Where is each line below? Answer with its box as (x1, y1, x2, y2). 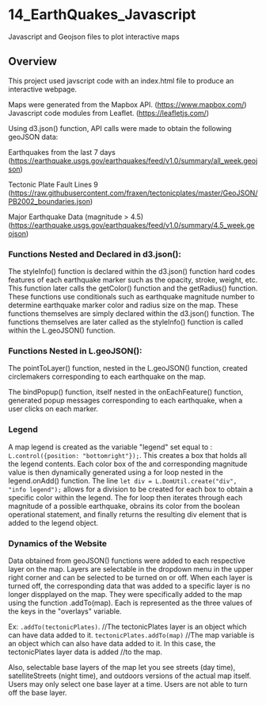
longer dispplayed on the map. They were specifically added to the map (8, 589, 243, 599)
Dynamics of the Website (8, 537, 108, 549)
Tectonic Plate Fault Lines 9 (8, 179, 99, 189)
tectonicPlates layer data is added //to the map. (8, 647, 163, 657)
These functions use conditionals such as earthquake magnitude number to (8, 292, 255, 302)
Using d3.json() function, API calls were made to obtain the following (8, 123, 232, 133)
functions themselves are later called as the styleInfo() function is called (8, 318, 244, 327)
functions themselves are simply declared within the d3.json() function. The (8, 309, 255, 318)
